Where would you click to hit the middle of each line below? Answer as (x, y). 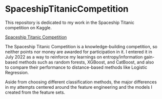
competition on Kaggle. (29, 27)
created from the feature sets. (35, 92)
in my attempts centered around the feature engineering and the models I (79, 87)
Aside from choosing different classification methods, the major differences (81, 82)
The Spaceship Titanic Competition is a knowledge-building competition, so (81, 46)
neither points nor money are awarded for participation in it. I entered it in (79, 52)
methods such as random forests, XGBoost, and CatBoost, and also (86, 62)
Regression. (17, 72)
